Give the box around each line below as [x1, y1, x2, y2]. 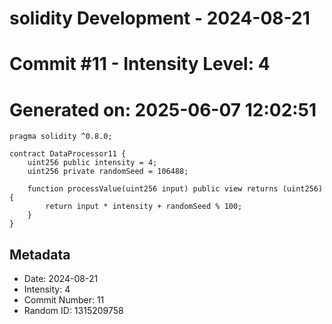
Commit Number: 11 [23, 294, 105, 306]
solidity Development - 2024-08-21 [9, 7, 311, 30]
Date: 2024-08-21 [23, 273, 99, 285]
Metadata [9, 246, 71, 263]
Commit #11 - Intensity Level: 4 [9, 53, 271, 76]
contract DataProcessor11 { [9, 149, 127, 159]
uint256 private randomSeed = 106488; [27, 167, 189, 177]
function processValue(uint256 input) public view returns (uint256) [27, 184, 324, 194]
